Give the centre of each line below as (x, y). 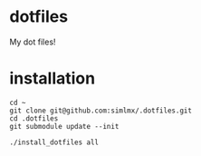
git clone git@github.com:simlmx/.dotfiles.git (101, 111)
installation (53, 78)
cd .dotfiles (34, 118)
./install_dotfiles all (54, 142)
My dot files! (33, 42)
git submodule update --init (64, 126)
